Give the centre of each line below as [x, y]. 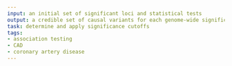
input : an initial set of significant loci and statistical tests [105, 13]
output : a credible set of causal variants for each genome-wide [103, 20]
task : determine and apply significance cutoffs [78, 26]
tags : [15, 33]
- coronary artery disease [46, 52]
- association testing [40, 39]
